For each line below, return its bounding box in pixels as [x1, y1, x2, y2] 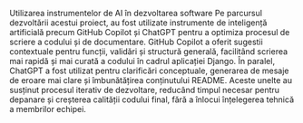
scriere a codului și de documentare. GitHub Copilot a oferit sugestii [9, 36, 263, 47]
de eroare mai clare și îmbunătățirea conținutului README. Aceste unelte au [9, 75, 293, 85]
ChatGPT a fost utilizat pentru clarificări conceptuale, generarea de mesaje [9, 65, 289, 76]
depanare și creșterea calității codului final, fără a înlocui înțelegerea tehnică [9, 94, 295, 105]
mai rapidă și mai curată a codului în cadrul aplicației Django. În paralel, [9, 56, 275, 66]
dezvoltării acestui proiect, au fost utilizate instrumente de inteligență [9, 17, 268, 28]
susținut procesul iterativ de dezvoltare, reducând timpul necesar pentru [9, 85, 279, 95]
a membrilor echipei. [9, 104, 86, 114]
